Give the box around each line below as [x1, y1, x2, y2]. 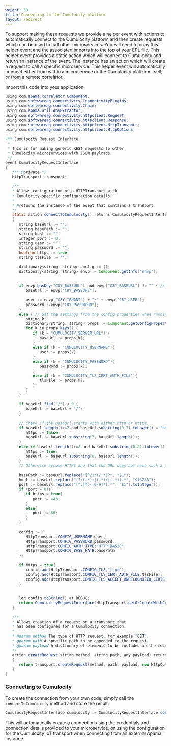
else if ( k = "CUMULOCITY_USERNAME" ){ [32, 345, 115, 350]
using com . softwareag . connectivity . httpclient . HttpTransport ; [5, 122, 140, 127]
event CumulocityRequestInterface [5, 160, 79, 165]
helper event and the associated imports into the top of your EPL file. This [5, 47, 160, 53]
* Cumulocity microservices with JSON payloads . [7, 151, 113, 156]
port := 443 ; [32, 496, 60, 502]
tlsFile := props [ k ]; [39, 378, 85, 383]
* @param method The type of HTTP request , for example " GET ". [12, 633, 149, 639]
